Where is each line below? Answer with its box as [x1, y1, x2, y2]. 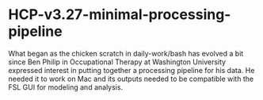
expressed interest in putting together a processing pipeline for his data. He [8, 65, 255, 75]
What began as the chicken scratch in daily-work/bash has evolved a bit [8, 48, 244, 58]
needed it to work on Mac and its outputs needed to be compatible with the [8, 74, 254, 83]
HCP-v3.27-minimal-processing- [8, 6, 231, 24]
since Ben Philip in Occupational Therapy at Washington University [8, 57, 227, 67]
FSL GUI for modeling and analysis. [8, 82, 124, 92]
